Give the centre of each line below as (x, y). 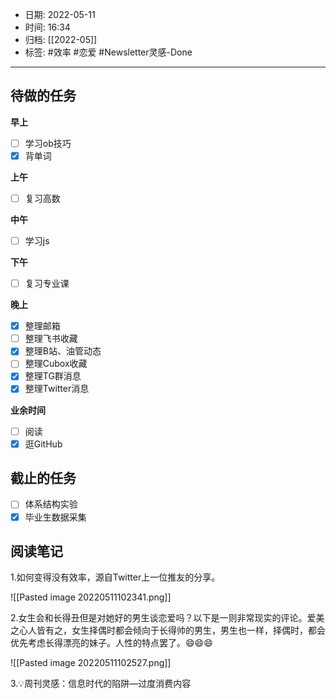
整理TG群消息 (53, 376)
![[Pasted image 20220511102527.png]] (91, 663)
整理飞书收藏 (51, 339)
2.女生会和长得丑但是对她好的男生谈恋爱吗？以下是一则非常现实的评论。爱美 (167, 618)
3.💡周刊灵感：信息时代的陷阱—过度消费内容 (101, 684)
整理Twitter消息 (57, 389)
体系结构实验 (51, 504)
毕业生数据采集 (55, 517)
